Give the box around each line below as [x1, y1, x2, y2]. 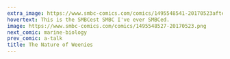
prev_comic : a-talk [7, 35, 63, 42]
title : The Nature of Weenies [7, 41, 94, 48]
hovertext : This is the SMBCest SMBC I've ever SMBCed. [7, 16, 170, 23]
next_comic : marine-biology [7, 28, 88, 36]
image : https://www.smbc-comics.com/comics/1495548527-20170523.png [7, 22, 207, 29]
